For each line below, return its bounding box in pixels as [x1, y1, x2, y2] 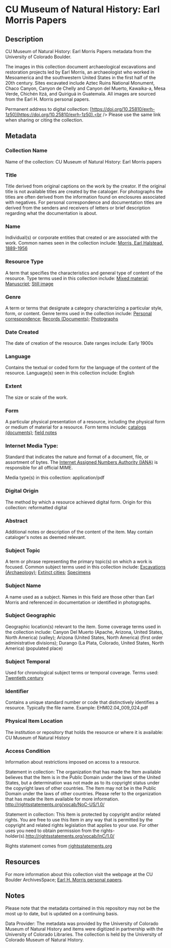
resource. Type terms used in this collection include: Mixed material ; [5, 275, 149, 281]
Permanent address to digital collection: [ [5, 106, 92, 112]
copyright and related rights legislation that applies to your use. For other [5, 822, 159, 828]
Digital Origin [5, 487, 39, 494]
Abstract [5, 517, 28, 524]
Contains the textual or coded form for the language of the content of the [5, 364, 159, 371]
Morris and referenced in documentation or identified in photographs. [5, 599, 152, 605]
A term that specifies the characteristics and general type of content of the [5, 270, 163, 276]
